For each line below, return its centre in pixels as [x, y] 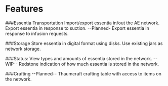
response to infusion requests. [37, 33]
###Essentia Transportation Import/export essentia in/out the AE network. [82, 23]
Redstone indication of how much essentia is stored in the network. [89, 64]
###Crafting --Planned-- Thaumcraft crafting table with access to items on [83, 73]
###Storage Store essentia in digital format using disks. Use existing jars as [84, 43]
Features [24, 9]
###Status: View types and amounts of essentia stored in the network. [79, 58]
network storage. [23, 49]
